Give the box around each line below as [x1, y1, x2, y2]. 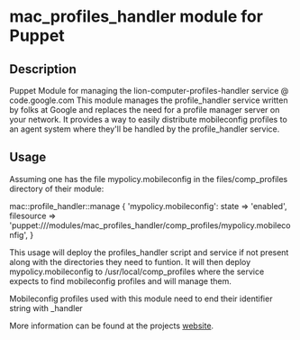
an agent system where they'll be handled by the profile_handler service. [9, 124, 280, 134]
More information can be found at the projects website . [9, 320, 214, 331]
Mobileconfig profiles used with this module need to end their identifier [9, 293, 273, 304]
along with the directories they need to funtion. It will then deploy [9, 256, 251, 267]
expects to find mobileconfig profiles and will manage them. [9, 275, 232, 286]
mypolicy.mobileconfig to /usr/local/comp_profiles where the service [9, 266, 265, 277]
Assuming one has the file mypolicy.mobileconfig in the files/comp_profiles [9, 173, 288, 184]
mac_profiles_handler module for [9, 6, 264, 27]
